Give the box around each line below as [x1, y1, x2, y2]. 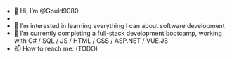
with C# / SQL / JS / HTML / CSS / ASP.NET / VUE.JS [13, 37, 169, 45]
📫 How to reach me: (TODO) [13, 44, 98, 53]
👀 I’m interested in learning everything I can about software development [13, 22, 225, 29]
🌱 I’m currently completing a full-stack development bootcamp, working [13, 29, 223, 37]
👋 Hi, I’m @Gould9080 [13, 7, 79, 15]
